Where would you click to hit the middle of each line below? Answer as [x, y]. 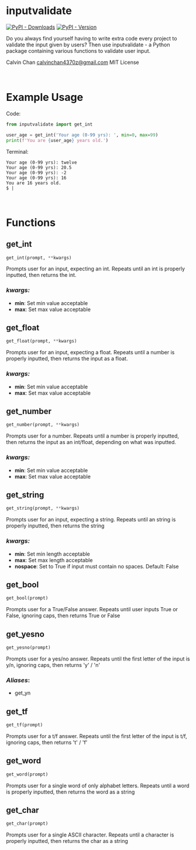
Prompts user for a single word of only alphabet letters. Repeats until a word [98, 785]
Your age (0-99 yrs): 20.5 [39, 167]
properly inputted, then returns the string [55, 526]
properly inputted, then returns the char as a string [67, 841]
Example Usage [45, 97]
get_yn [23, 693]
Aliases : [18, 680]
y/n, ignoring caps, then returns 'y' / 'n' [53, 665]
